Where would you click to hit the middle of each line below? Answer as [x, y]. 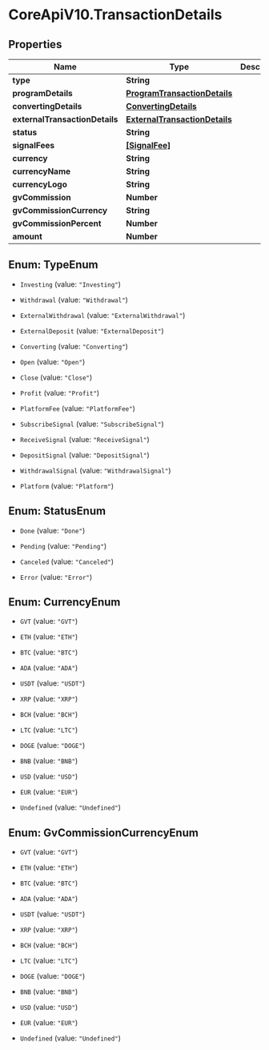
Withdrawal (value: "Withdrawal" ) [74, 300]
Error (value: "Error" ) [56, 577]
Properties [35, 44]
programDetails [43, 93]
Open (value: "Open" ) [52, 361]
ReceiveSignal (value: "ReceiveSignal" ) [84, 439]
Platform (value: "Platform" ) [67, 485]
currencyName [42, 171]
